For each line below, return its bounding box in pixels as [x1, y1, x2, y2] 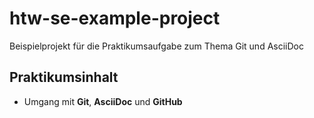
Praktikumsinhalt [9, 69, 119, 86]
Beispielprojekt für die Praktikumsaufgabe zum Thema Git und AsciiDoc [9, 40, 304, 52]
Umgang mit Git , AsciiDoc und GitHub [23, 95, 183, 107]
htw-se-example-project [9, 7, 221, 30]
